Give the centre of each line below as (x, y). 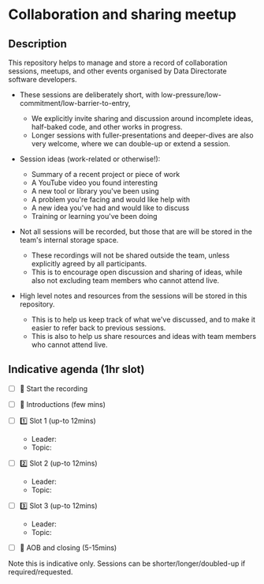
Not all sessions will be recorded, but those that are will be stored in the (136, 232)
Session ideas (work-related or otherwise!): (90, 159)
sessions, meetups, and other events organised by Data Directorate (117, 71)
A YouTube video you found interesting (94, 183)
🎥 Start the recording (54, 388)
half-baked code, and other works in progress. (107, 127)
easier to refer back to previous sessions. (99, 328)
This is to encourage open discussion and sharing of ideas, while (137, 272)
